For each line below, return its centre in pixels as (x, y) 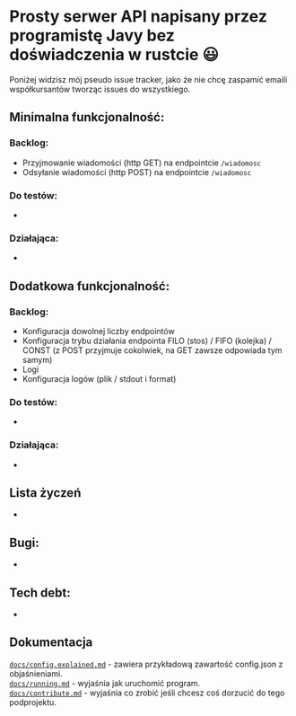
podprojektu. (33, 702)
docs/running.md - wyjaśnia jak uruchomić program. (105, 683)
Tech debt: (40, 592)
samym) (37, 359)
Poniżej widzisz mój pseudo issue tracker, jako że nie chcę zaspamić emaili (148, 79)
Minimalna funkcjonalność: (87, 117)
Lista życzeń (45, 493)
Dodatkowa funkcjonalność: (90, 286)
